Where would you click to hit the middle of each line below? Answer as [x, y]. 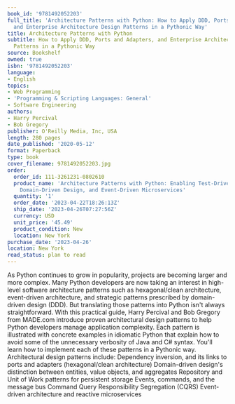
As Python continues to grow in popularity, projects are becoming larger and [117, 275]
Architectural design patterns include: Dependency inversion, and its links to [117, 357]
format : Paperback [34, 151]
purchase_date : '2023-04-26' [50, 242]
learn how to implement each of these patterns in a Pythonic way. [102, 349]
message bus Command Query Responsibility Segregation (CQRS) [103, 387]
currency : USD [34, 216]
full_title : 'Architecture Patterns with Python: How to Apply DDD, [109, 20]
